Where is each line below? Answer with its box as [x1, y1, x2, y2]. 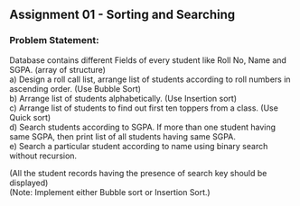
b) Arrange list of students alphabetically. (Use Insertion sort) [9, 93, 238, 103]
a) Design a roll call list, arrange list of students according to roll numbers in [9, 74, 291, 85]
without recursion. [9, 150, 78, 161]
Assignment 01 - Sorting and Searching [9, 7, 236, 22]
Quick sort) [9, 112, 52, 122]
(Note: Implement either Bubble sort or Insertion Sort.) [9, 186, 211, 197]
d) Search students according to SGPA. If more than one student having [9, 121, 277, 132]
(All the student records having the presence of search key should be [9, 167, 267, 178]
